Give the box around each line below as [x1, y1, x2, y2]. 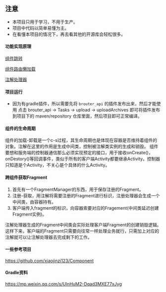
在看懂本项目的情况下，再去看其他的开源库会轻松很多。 [12, 31, 125, 37]
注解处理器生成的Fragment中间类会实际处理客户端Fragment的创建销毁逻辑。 [5, 222, 162, 228]
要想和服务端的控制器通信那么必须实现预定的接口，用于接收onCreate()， [5, 150, 153, 156]
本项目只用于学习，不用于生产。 [12, 19, 78, 25]
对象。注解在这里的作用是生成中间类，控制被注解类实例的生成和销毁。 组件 [5, 143, 159, 150]
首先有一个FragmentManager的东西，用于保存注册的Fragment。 [12, 186, 144, 192]
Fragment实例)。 [12, 211, 47, 217]
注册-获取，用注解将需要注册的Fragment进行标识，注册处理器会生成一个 [12, 192, 160, 198]
